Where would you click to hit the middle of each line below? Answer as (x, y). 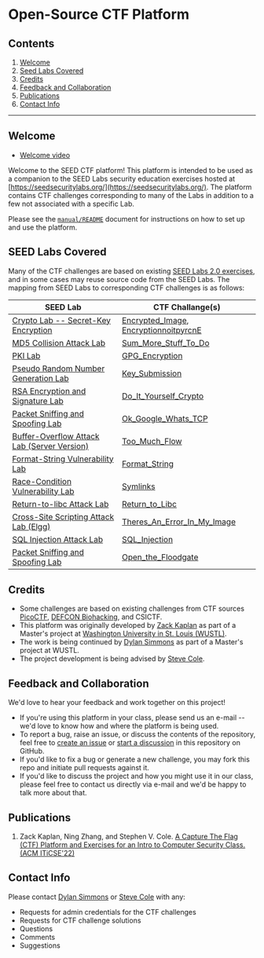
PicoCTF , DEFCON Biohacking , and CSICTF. (91, 617)
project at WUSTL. (49, 651)
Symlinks (138, 486)
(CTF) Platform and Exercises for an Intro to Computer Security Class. (132, 845)
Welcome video (45, 155)
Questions (36, 928)
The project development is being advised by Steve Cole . (112, 659)
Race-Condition (42, 481)
